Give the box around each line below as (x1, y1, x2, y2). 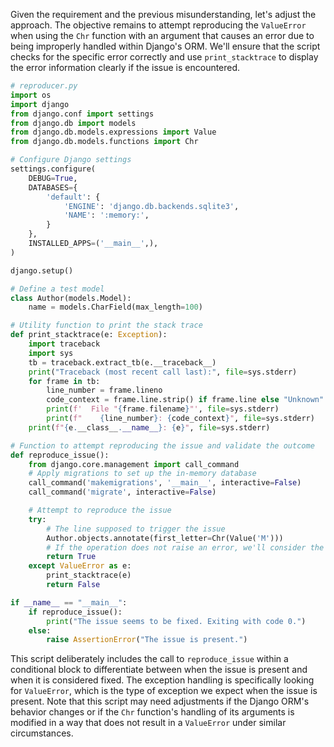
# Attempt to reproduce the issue (28, 505, 172, 515)
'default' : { (46, 192, 101, 202)
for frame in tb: (28, 376, 101, 386)
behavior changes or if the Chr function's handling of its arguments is (10, 706, 295, 718)
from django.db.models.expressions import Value (10, 127, 217, 138)
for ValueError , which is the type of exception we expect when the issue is (10, 685, 318, 697)
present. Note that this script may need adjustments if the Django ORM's (10, 695, 310, 708)
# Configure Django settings (10, 155, 132, 165)
